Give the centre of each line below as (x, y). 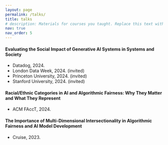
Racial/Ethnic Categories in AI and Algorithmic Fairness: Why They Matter (84, 92)
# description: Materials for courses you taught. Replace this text (79, 24)
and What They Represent (33, 98)
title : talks (19, 19)
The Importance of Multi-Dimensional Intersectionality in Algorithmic (79, 121)
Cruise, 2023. (26, 137)
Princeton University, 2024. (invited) (50, 76)
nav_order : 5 (19, 33)
